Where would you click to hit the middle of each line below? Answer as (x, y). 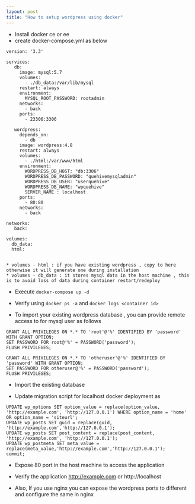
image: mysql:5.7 (41, 72)
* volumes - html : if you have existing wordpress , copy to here (91, 265)
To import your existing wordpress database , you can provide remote (100, 314)
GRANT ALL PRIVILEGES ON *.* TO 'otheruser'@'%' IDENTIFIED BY (86, 358)
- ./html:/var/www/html (54, 161)
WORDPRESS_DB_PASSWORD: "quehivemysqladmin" (80, 176)
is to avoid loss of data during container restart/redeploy (83, 280)
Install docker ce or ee (42, 34)
